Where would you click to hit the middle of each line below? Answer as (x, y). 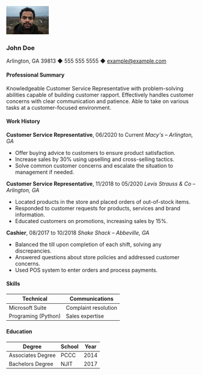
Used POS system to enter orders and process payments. (86, 270)
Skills (13, 284)
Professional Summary (35, 75)
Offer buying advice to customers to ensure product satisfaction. (95, 153)
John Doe (20, 48)
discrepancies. (33, 251)
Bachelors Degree (31, 364)
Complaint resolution (91, 307)
